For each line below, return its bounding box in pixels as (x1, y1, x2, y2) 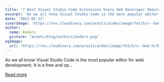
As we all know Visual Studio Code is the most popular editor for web (5, 57, 144, 62)
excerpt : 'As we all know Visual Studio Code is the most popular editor (5, 12, 159, 17)
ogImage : (5, 39, 23, 44)
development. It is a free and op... (5, 62, 73, 68)
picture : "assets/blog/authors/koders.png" (9, 35, 99, 40)
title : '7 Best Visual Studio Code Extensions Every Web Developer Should (5, 7, 161, 12)
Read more (5, 71, 27, 77)
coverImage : (5, 20, 29, 26)
